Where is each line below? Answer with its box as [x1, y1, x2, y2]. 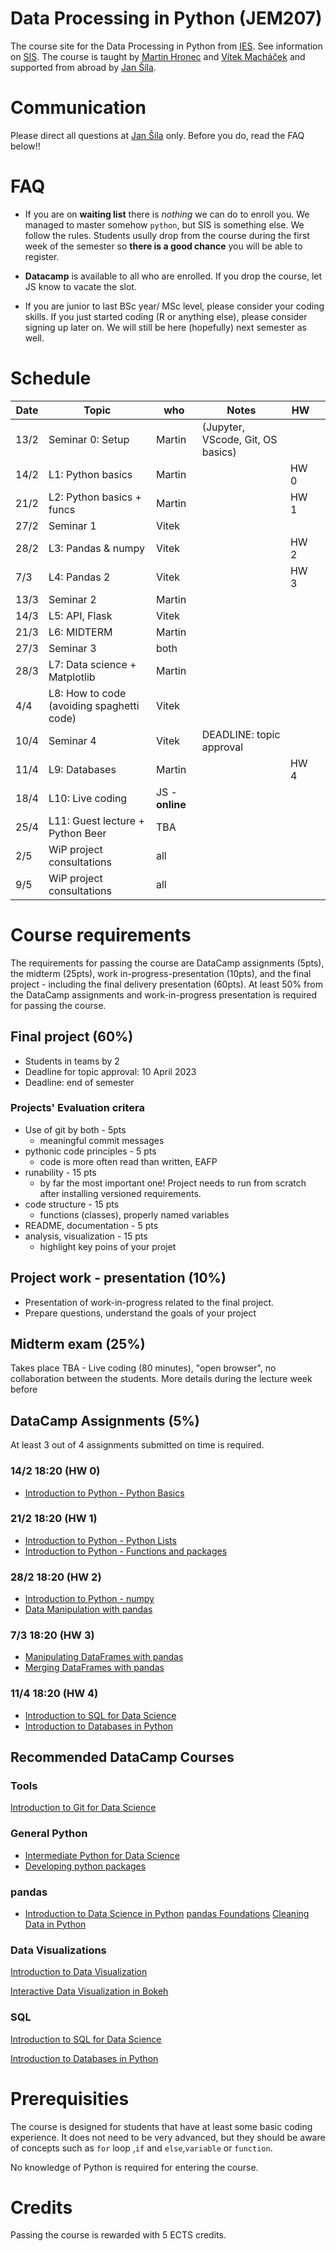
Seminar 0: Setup [48, 432, 130, 446]
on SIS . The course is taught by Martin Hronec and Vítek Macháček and [10, 50, 306, 62]
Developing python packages [24, 1860, 147, 1872]
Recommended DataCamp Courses [10, 1749, 235, 1766]
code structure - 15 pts [24, 1198, 120, 1210]
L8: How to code [48, 686, 127, 700]
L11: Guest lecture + [48, 813, 145, 827]
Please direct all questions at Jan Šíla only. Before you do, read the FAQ [10, 129, 305, 141]
